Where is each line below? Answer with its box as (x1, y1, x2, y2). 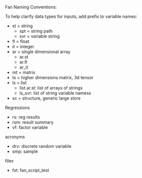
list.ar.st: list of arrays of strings (19, 85, 83, 90)
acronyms (5, 134, 25, 140)
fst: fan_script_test (12, 167, 50, 173)
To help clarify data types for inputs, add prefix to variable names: (5, 14, 138, 19)
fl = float (12, 38, 30, 44)
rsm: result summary (12, 119, 54, 125)
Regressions (5, 105, 30, 110)
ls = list (12, 80, 27, 86)
